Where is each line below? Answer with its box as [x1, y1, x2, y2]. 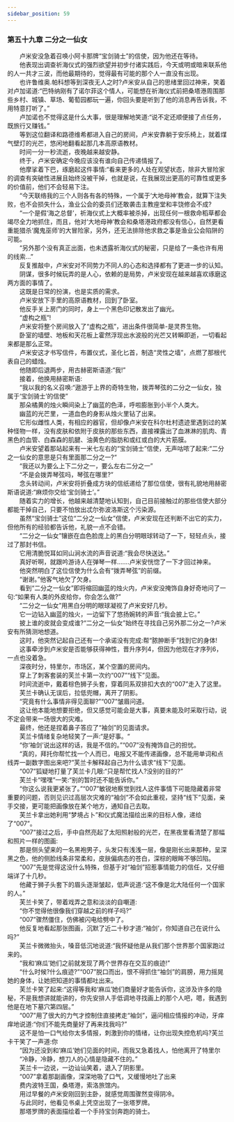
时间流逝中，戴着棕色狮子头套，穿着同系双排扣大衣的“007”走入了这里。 [19, 680, 225, 688]
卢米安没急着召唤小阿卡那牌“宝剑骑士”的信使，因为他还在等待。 [19, 52, 202, 60]
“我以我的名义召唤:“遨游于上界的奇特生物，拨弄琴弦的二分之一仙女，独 [19, 383, 221, 391]
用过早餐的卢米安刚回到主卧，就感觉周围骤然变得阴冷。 [19, 1089, 178, 1098]
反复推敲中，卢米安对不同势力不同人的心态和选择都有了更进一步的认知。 [19, 261, 227, 269]
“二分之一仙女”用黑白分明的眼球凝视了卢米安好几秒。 [19, 601, 172, 609]
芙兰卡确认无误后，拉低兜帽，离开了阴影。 [19, 688, 141, 696]
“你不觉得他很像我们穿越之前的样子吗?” [19, 906, 132, 915]
